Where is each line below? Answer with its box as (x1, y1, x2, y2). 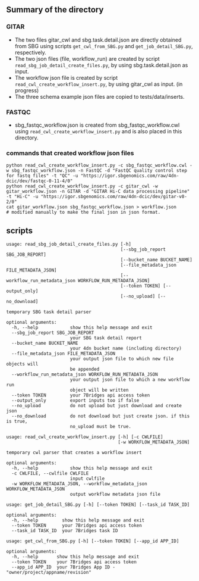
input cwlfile (70, 476, 105, 482)
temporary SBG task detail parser (6, 309, 92, 315)
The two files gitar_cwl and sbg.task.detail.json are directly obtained (14, 36, 182, 43)
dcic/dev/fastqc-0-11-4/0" (6, 178, 73, 184)
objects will (6, 361, 39, 367)
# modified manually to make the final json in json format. (6, 210, 161, 215)
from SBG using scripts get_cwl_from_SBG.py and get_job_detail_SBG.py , (14, 42, 193, 49)
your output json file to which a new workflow (70, 377, 190, 383)
